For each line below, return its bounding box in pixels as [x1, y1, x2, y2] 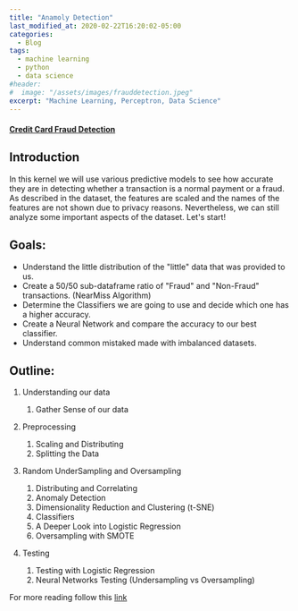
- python [17, 64, 50, 72]
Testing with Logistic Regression [35, 565, 155, 576]
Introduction [9, 149, 80, 165]
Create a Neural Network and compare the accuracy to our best [21, 318, 257, 329]
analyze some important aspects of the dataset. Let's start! [9, 211, 226, 222]
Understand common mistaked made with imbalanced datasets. [21, 337, 257, 348]
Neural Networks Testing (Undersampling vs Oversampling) [35, 574, 256, 586]
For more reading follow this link [9, 592, 128, 603]
